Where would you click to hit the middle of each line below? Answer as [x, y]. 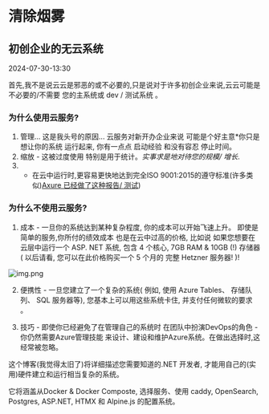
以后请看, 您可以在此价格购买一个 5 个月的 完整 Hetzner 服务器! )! [132, 257]
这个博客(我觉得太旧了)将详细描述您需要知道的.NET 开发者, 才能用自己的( [129, 364]
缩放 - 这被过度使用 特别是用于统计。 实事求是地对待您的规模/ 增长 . [130, 156]
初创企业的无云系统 [56, 49]
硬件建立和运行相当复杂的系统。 [71, 374]
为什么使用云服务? [44, 117]
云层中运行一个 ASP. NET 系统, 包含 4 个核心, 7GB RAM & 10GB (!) [128, 247]
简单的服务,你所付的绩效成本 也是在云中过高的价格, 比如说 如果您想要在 [137, 237]
